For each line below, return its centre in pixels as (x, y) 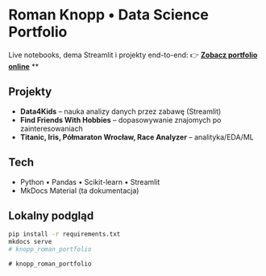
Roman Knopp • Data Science (109, 15)
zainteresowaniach (51, 128)
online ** (23, 66)
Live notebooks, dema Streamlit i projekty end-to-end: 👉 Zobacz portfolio (133, 55)
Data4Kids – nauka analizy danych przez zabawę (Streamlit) (121, 111)
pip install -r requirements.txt (64, 234)
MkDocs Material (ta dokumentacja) (79, 190)
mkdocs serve (30, 242)
